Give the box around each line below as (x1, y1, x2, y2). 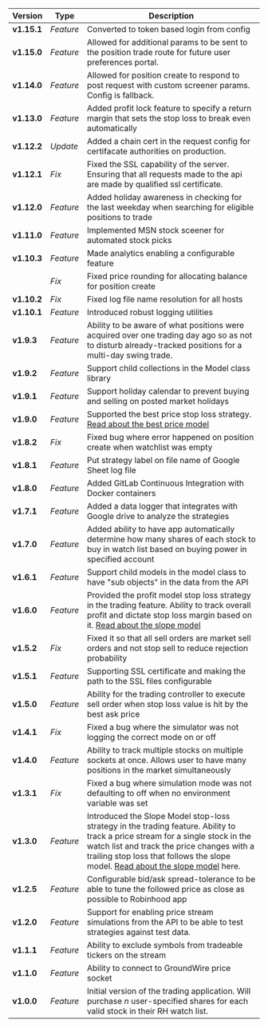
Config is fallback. (86, 90, 155, 101)
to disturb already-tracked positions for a (86, 340, 242, 350)
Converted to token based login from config (86, 24, 251, 34)
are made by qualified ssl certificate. (86, 179, 223, 190)
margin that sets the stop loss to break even (86, 113, 251, 123)
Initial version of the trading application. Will (86, 985, 251, 997)
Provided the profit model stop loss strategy (86, 589, 251, 601)
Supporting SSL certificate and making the (86, 665, 246, 677)
